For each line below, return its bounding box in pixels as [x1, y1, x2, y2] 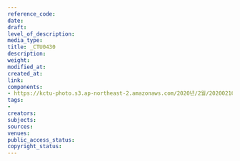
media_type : [7, 37, 43, 44]
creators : [7, 110, 37, 117]
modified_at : [7, 63, 46, 71]
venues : [7, 130, 31, 137]
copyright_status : [7, 143, 62, 150]
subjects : [7, 116, 37, 123]
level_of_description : [7, 30, 75, 38]
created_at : [7, 70, 43, 77]
